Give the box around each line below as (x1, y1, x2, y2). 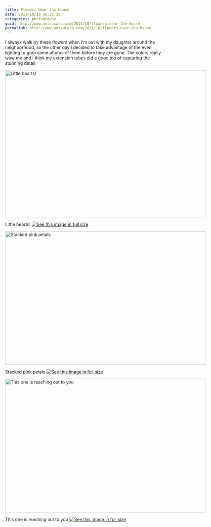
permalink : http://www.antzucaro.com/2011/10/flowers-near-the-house (5, 26, 152, 31)
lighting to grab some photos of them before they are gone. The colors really (5, 50, 161, 56)
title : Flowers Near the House (5, 7, 70, 12)
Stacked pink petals (5, 369, 45, 375)
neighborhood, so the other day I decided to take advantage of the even (5, 45, 152, 50)
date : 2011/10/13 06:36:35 (5, 12, 61, 17)
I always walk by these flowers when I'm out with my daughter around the (5, 39, 155, 45)
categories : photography (5, 16, 56, 21)
